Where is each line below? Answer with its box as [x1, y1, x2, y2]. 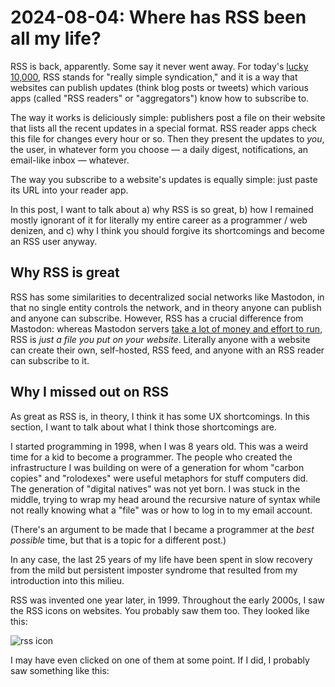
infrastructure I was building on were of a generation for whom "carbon [10, 461, 305, 473]
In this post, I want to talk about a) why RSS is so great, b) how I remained [10, 203, 314, 215]
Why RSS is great [10, 264, 120, 281]
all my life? [10, 27, 102, 50]
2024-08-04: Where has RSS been [10, 6, 307, 29]
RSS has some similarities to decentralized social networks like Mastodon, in [10, 291, 325, 303]
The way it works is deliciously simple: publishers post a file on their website [10, 111, 326, 123]
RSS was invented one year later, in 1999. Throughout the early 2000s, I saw [10, 594, 325, 606]
